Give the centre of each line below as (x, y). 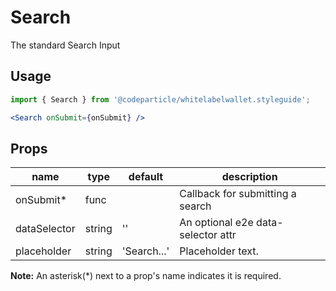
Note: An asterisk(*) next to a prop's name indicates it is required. (146, 276)
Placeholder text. (219, 251)
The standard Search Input (65, 45)
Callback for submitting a (238, 194)
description (249, 177)
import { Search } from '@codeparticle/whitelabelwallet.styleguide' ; (160, 99)
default (146, 177)
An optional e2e (216, 223)
